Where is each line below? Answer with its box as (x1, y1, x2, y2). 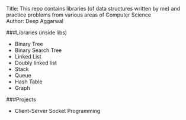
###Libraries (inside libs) (6, 29, 67, 36)
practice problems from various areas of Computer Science (6, 11, 152, 18)
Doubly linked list (14, 59, 57, 66)
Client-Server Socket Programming (14, 108, 101, 114)
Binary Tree (14, 41, 43, 47)
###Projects (6, 96, 37, 103)
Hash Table (14, 78, 43, 85)
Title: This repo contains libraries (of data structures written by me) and (6, 5, 181, 12)
